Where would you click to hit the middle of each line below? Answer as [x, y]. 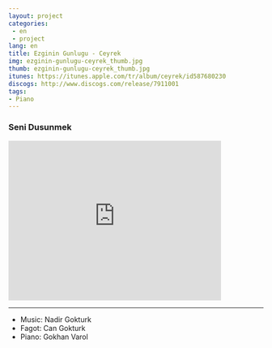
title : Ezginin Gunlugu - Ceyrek [65, 54]
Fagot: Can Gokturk [53, 328]
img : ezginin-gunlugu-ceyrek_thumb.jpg [76, 62]
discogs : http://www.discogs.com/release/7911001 [94, 84]
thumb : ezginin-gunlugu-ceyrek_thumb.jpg [79, 69]
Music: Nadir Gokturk [55, 319]
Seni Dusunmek [40, 127]
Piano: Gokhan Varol [54, 337]
